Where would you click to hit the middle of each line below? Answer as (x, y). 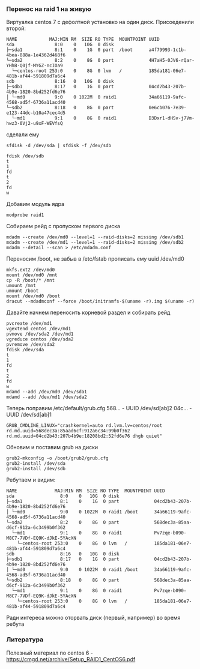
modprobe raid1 (25, 215)
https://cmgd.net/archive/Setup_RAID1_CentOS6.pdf (71, 659)
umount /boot (23, 291)
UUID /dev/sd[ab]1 (29, 415)
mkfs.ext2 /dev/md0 (31, 270)
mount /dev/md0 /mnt (32, 275)
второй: (16, 28)
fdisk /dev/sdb (25, 156)
